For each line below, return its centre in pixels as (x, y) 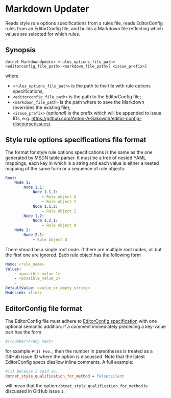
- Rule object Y (59, 202)
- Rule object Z (59, 211)
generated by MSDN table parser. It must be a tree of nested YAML (76, 158)
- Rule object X (59, 197)
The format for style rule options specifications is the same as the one (79, 152)
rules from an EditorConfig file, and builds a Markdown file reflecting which (84, 28)
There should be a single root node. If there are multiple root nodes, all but (83, 249)
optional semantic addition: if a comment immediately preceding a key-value (86, 326)
